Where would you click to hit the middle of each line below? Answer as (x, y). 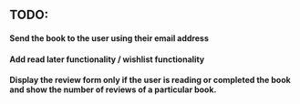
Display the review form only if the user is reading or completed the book (150, 80)
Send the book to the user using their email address (109, 38)
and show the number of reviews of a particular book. (113, 89)
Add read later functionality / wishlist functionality (107, 59)
